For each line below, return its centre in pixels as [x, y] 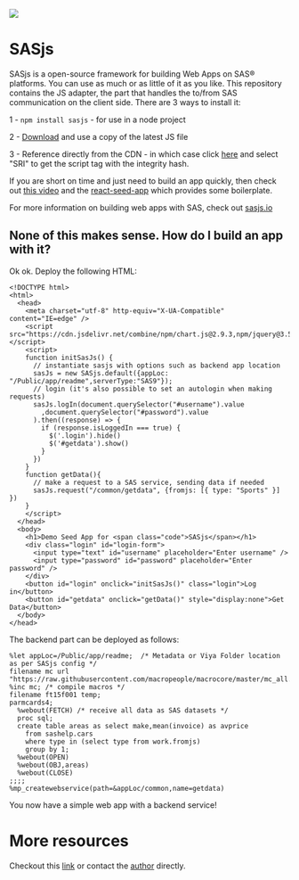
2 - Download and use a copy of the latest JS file [99, 136]
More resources [69, 840]
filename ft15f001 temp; [55, 695]
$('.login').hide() [85, 436]
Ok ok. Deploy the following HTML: [73, 271]
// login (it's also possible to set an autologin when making [153, 389]
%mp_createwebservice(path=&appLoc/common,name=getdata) [117, 788]
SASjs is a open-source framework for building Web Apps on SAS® [132, 74]
